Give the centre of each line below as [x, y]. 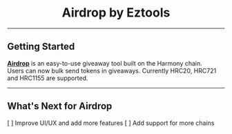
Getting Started [41, 47]
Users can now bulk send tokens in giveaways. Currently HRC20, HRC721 [112, 70]
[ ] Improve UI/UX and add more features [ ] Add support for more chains [111, 123]
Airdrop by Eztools [116, 13]
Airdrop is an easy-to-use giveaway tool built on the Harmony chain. [105, 63]
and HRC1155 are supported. [48, 78]
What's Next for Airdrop [60, 106]
